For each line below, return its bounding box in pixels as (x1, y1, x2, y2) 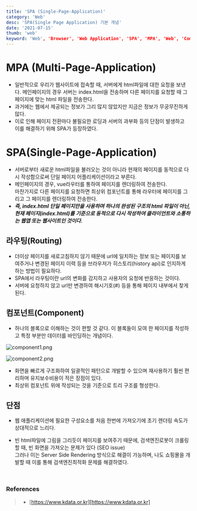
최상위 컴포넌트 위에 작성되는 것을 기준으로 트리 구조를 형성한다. (14, 382, 160, 389)
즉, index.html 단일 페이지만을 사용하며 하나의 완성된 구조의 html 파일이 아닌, (14, 203, 191, 210)
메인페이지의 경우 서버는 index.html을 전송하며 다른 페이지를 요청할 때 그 (22, 88, 188, 95)
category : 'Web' (6, 14, 46, 20)
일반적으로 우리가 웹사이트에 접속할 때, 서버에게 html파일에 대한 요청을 (14, 81, 175, 88)
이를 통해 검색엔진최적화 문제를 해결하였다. (32, 459, 129, 466)
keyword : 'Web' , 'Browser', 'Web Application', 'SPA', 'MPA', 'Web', (6, 36, 179, 42)
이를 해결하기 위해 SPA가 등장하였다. (14, 125, 98, 132)
